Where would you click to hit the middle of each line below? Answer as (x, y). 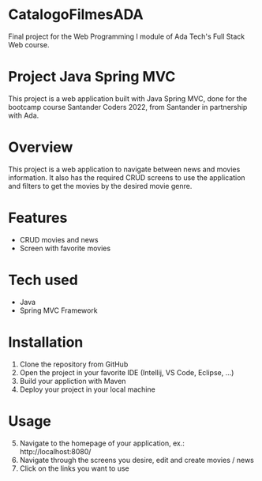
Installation (46, 342)
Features (38, 218)
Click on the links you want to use (74, 468)
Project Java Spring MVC (92, 77)
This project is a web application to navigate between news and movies (124, 169)
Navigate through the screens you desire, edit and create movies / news (137, 460)
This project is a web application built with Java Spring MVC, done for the (128, 98)
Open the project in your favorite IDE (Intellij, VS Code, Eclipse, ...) (127, 372)
